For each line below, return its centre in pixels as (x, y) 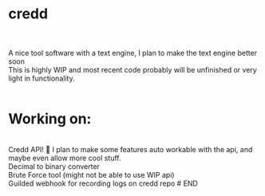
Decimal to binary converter (54, 166)
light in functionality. (42, 78)
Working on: (50, 119)
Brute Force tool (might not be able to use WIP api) (91, 174)
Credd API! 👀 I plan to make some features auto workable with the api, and (131, 149)
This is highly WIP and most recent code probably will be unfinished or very (132, 69)
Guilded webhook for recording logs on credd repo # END (103, 183)
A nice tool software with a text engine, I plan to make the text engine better (133, 53)
